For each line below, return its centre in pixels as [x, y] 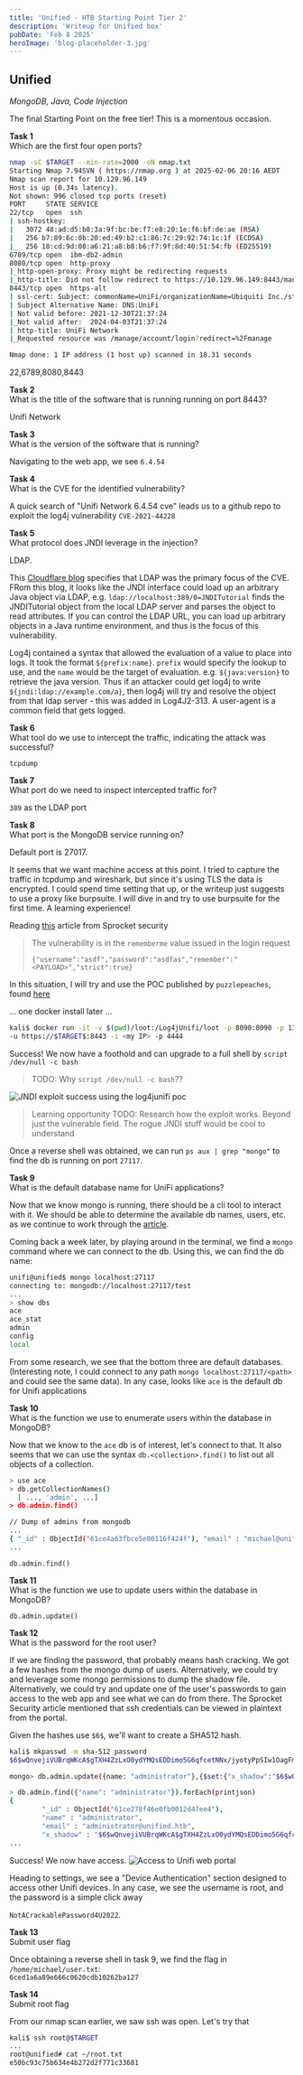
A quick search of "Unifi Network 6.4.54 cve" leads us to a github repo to [145, 506]
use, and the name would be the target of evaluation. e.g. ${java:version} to [150, 672]
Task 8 [22, 825]
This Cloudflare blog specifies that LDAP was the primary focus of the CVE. [150, 578]
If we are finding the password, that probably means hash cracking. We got [149, 1659]
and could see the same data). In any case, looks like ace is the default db [146, 1381]
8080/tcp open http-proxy [60, 263]
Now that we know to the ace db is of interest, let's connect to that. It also [146, 1444]
